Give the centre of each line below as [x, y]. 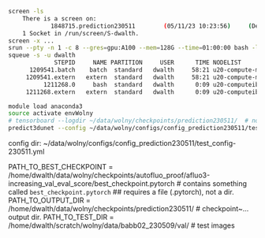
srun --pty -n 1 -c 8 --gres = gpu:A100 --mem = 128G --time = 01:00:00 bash [128, 48]
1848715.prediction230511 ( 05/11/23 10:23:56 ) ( [151, 26]
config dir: [25, 143]
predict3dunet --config [47, 128]
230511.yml [26, 151]
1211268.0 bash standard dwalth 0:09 [127, 84]
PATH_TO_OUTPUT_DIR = [49, 200]
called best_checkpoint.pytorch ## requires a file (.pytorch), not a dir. [121, 192]
